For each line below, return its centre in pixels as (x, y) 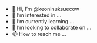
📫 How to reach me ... (39, 34)
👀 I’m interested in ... (36, 15)
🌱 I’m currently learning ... (43, 21)
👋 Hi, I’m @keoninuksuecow (45, 9)
